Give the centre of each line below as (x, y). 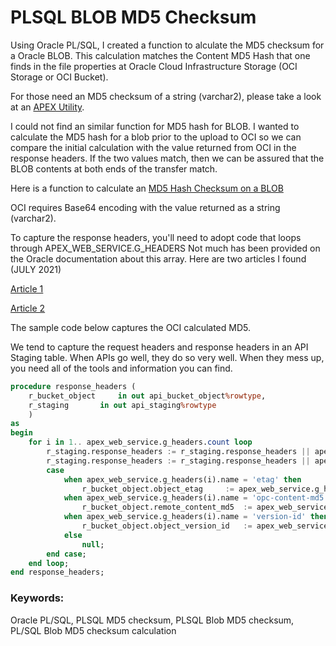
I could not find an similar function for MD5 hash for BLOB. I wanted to (155, 126)
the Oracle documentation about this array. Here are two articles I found (158, 258)
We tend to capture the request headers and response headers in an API (159, 347)
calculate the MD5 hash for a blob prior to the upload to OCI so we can (156, 137)
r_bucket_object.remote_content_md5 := (167, 507)
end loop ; (49, 563)
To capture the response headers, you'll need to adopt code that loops (156, 237)
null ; (93, 544)
